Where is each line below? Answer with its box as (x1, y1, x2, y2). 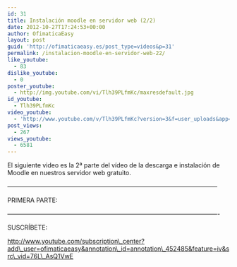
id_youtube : (7, 96, 42, 103)
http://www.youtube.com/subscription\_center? (7, 237, 145, 246)
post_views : (7, 121, 42, 129)
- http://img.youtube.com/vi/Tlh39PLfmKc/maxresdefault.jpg (13, 89, 194, 96)
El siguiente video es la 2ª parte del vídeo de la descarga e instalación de (7, 161, 220, 170)
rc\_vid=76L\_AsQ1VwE (7, 252, 74, 261)
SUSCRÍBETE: (7, 223, 48, 232)
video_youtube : (7, 109, 52, 116)
